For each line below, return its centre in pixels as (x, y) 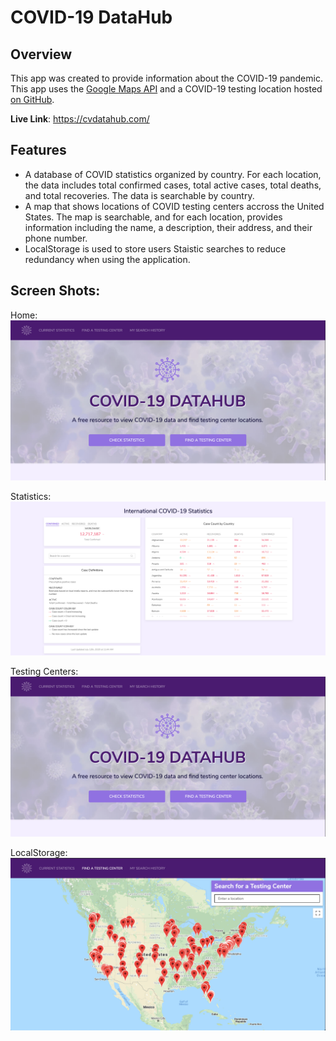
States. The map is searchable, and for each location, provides (153, 217)
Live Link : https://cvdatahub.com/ (80, 119)
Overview (41, 54)
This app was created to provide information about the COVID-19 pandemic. (166, 78)
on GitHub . (32, 99)
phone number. (56, 238)
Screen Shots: (55, 291)
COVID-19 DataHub (91, 17)
